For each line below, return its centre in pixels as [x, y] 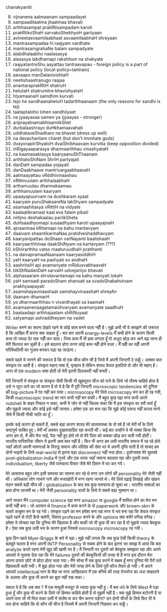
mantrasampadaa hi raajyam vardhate [52, 43]
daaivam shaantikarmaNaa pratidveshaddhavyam [63, 233]
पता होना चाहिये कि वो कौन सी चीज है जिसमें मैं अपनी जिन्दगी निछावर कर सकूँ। [67, 604]
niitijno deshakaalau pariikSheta [45, 218]
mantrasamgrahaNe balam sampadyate [53, 48]
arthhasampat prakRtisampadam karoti [52, 27]
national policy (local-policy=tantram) [51, 70]
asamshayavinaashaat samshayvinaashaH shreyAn [65, 291]
